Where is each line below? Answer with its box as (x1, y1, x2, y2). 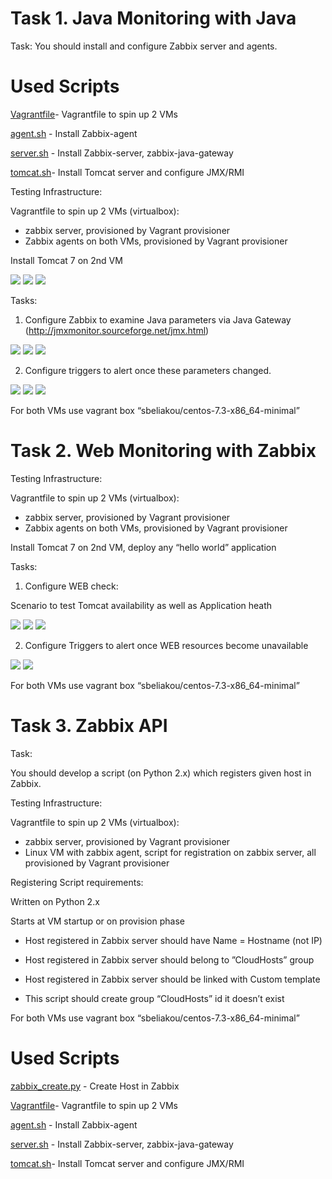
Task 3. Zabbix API (10, 715, 168, 737)
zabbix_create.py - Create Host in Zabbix (10, 1080, 180, 1092)
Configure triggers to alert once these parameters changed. (24, 364, 272, 376)
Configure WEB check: (24, 580, 119, 592)
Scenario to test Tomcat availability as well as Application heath (10, 599, 273, 611)
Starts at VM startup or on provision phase (10, 915, 185, 927)
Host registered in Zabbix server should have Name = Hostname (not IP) (24, 934, 323, 946)
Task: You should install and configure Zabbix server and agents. (10, 40, 278, 52)
